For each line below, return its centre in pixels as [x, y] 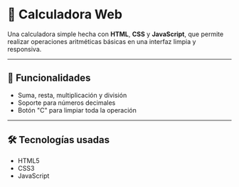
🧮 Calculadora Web [65, 15]
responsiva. [25, 49]
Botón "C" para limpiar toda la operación [77, 110]
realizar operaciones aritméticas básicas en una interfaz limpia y [102, 41]
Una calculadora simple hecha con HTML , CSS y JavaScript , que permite [116, 34]
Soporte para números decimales [67, 103]
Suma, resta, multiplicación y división [72, 95]
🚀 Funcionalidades [49, 78]
